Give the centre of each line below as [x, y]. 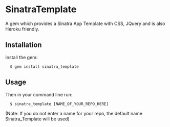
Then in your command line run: [39, 94]
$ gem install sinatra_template [45, 67]
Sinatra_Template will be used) [38, 119]
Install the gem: [22, 57]
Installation [24, 45]
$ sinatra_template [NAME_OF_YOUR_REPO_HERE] [59, 104]
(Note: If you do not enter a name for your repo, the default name [74, 113]
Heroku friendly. [22, 29]
